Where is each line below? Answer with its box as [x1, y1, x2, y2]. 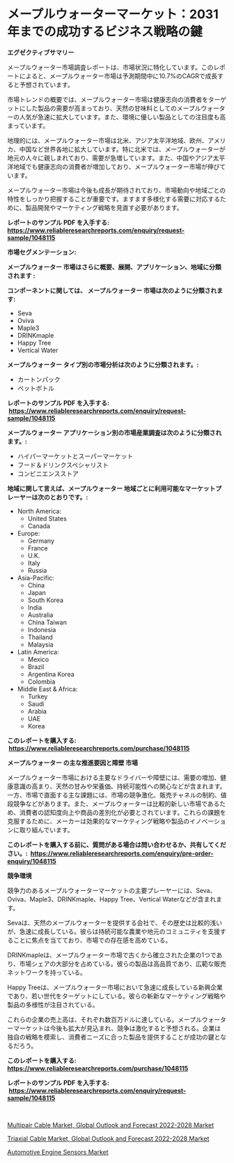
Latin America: [17, 647, 59, 656]
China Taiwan [27, 618, 68, 626]
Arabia [27, 707, 47, 715]
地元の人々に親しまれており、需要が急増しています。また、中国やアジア [7, 153, 214, 162]
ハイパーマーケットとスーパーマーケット [17, 451, 134, 460]
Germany [27, 537, 54, 545]
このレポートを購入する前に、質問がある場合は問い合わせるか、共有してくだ [7, 840, 226, 848]
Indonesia [27, 625, 56, 633]
